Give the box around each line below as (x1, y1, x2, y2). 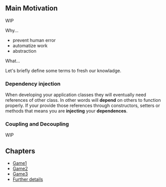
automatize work (12, 43, 48, 49)
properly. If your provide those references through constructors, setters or (5, 102, 160, 108)
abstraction (12, 48, 36, 54)
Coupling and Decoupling (5, 121, 69, 128)
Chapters (5, 146, 35, 155)
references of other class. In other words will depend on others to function (5, 97, 161, 103)
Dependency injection (5, 80, 61, 87)
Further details (12, 176, 44, 182)
